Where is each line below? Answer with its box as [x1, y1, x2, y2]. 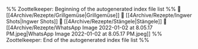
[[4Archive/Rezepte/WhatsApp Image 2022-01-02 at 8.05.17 [6, 24, 153, 31]
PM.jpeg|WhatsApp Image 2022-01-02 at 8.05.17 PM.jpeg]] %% [6, 30, 162, 37]
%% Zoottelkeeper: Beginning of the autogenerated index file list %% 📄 [6, 6, 181, 12]
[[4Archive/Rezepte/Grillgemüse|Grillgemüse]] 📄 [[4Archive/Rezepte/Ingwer [6, 12, 192, 19]
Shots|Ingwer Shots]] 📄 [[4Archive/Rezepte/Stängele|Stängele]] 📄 [6, 18, 167, 24]
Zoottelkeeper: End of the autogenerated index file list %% [6, 37, 149, 43]
